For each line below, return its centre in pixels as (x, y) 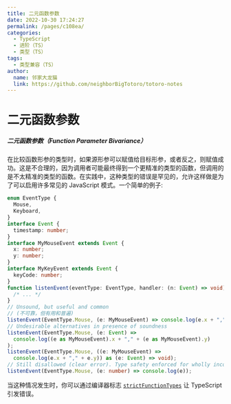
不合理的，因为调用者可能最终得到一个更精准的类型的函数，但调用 (124, 168)
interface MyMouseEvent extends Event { (66, 243)
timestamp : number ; (41, 230)
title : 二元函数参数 (33, 13)
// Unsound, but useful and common (58, 307)
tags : (15, 59)
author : (18, 71)
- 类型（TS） (30, 52)
